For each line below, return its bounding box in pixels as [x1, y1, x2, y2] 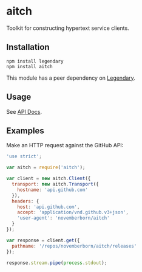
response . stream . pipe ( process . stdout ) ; [6, 260, 107, 266]
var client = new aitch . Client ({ [6, 175, 91, 182]
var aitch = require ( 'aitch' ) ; [6, 164, 86, 171]
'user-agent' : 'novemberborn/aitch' [17, 215, 110, 221]
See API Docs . [6, 108, 42, 115]
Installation [6, 42, 50, 52]
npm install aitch [6, 63, 53, 69]
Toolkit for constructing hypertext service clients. [6, 24, 129, 32]
